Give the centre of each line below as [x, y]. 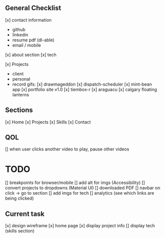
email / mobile [26, 45]
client [18, 74]
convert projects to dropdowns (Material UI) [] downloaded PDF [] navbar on [83, 188]
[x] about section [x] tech [31, 55]
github [19, 30]
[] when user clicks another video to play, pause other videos [67, 149]
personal [21, 79]
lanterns [21, 94]
